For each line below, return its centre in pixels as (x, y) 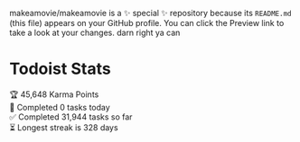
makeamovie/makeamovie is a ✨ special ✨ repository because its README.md (150, 13)
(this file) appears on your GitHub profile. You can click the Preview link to (147, 23)
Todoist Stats (60, 69)
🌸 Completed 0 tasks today (60, 107)
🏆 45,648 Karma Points (54, 94)
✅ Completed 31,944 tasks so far (71, 117)
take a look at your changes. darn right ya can (95, 32)
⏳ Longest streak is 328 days (64, 127)
